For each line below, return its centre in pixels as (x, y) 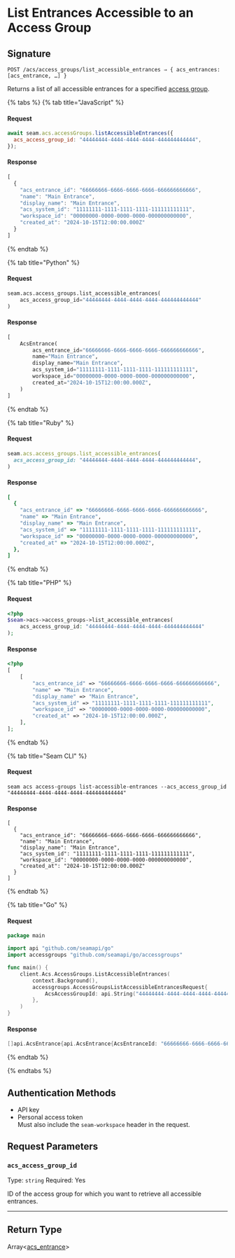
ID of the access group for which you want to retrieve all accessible (104, 1194)
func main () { (28, 968)
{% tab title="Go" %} (37, 905)
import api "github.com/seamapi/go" (60, 948)
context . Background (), (65, 981)
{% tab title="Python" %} (44, 262)
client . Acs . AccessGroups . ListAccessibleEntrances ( (95, 974)
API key (28, 1110)
